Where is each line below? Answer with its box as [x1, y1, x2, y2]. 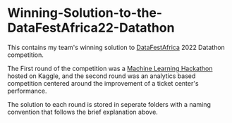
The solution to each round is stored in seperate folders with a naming [7, 100, 212, 108]
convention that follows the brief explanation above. [7, 108, 159, 116]
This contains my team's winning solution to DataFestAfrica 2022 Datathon [7, 43, 226, 51]
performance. [7, 86, 47, 95]
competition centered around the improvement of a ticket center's [7, 79, 199, 87]
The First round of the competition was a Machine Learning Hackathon [7, 64, 213, 72]
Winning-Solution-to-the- [7, 5, 163, 21]
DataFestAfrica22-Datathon [7, 20, 175, 36]
